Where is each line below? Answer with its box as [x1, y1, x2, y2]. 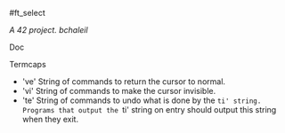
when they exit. [21, 114, 78, 124]
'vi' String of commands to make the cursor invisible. [21, 86, 216, 96]
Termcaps [9, 59, 46, 69]
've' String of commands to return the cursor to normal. [21, 76, 225, 87]
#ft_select [9, 8, 46, 18]
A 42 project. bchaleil [9, 25, 88, 35]
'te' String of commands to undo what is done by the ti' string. [21, 95, 262, 106]
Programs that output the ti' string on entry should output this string [21, 105, 277, 114]
